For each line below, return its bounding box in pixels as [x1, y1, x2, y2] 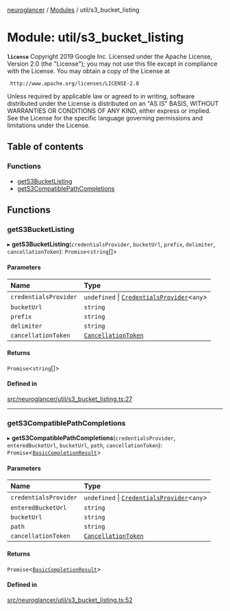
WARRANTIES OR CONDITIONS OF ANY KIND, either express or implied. [7, 106, 211, 115]
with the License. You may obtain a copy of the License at [7, 66, 170, 75]
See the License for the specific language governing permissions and [7, 114, 203, 122]
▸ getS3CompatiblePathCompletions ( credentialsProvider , [7, 434, 176, 442]
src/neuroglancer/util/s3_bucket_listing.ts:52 [7, 595, 133, 604]
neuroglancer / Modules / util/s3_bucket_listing [7, 6, 140, 14]
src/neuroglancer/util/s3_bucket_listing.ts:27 [7, 395, 133, 403]
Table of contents [7, 141, 84, 153]
